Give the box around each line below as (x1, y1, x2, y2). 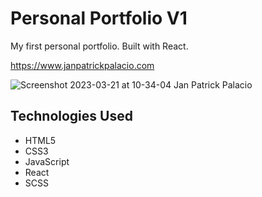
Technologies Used (10, 108, 133, 125)
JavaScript (24, 155, 70, 167)
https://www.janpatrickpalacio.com (10, 59, 155, 71)
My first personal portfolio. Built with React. (10, 40, 189, 52)
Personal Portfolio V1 (10, 7, 188, 30)
